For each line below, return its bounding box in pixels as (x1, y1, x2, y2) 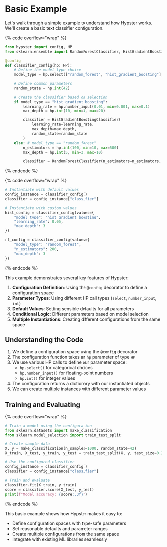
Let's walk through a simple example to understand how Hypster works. (5, 20, 153, 26)
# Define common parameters (14, 81, 72, 86)
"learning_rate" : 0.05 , (14, 219, 64, 224)
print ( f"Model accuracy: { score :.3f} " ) (5, 492, 88, 497)
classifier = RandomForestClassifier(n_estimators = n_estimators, (23, 159, 162, 164)
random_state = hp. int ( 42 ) (14, 86, 70, 91)
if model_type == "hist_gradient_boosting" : (14, 99, 108, 104)
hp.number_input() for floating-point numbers (19, 370, 113, 376)
